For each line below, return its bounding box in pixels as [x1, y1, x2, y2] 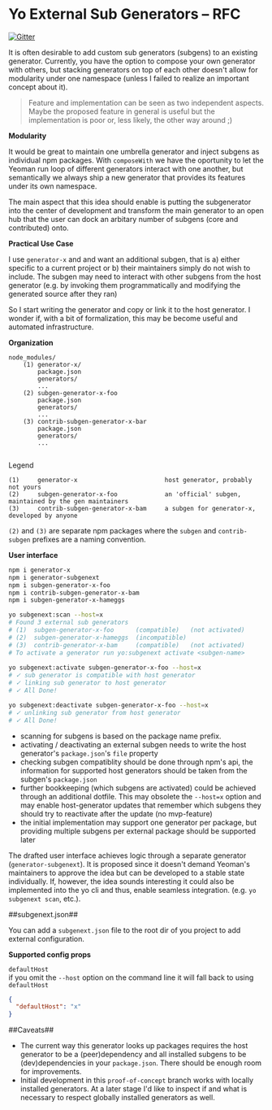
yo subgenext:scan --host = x [8, 611, 104, 619]
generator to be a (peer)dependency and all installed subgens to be [19, 1050, 247, 1060]
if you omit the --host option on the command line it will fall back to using [8, 973, 254, 982]
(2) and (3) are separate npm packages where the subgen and [8, 525, 217, 535]
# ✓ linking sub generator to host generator [8, 679, 166, 687]
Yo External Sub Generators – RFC [8, 5, 241, 24]
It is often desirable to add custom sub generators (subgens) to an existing [8, 47, 258, 57]
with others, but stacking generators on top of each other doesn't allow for [8, 64, 258, 74]
